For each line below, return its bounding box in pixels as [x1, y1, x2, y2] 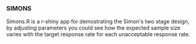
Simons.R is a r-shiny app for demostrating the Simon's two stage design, [6, 18, 189, 25]
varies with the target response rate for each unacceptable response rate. [6, 31, 191, 38]
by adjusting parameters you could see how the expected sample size [6, 24, 181, 31]
